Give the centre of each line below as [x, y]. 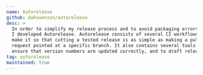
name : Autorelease [29, 12]
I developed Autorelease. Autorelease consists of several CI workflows [105, 34]
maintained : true [28, 62]
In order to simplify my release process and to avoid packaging [96, 29]
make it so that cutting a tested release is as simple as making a [100, 40]
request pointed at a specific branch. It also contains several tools [104, 46]
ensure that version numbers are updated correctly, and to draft [97, 51]
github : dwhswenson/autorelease [47, 18]
